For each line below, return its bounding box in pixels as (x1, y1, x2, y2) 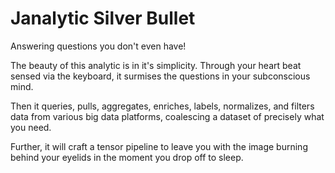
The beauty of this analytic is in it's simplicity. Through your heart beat (10, 59, 302, 71)
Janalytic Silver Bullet (10, 7, 196, 30)
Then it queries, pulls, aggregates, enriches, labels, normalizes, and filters (10, 100, 315, 112)
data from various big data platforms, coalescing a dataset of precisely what (10, 110, 325, 122)
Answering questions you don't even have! (10, 40, 187, 52)
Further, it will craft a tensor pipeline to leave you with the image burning (10, 140, 308, 152)
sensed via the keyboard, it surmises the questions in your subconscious (10, 70, 311, 82)
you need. (10, 121, 52, 133)
